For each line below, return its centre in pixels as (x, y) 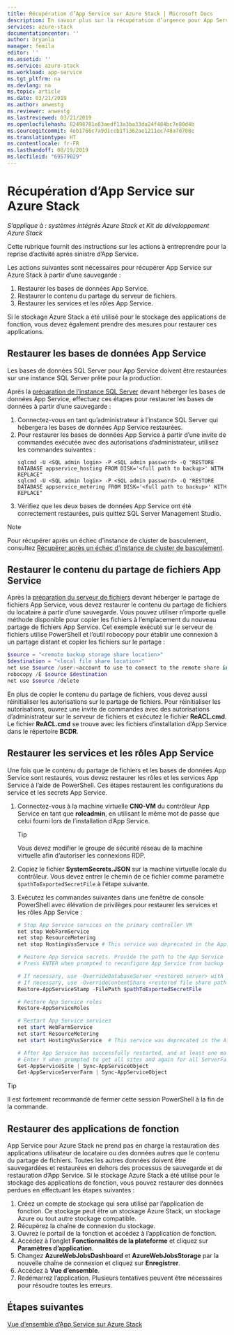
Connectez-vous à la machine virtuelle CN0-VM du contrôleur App (114, 806)
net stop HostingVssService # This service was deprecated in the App (122, 944)
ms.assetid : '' (29, 59)
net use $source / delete (43, 681)
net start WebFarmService (55, 1027)
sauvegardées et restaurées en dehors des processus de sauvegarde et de (115, 1168)
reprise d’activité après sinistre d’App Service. (73, 254)
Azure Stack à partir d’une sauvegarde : (64, 275)
